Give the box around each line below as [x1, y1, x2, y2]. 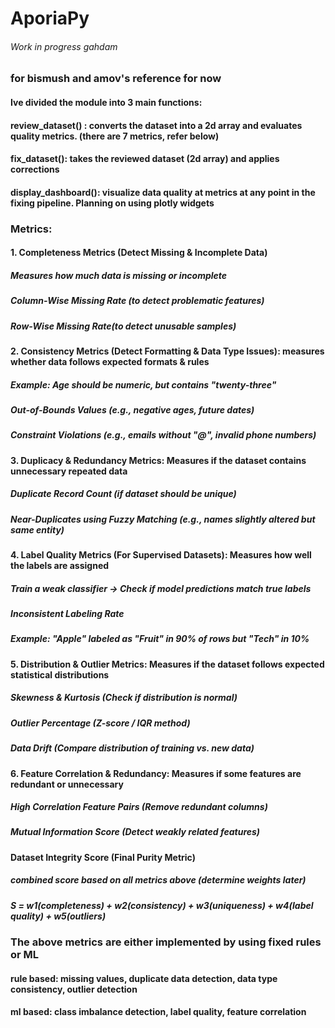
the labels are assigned [10, 560, 110, 572]
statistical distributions [10, 668, 110, 681]
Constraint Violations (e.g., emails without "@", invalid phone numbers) [10, 429, 317, 441]
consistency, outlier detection [10, 983, 138, 995]
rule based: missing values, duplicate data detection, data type [10, 972, 278, 984]
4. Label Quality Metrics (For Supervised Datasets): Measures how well [10, 549, 312, 561]
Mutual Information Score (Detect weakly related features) [10, 826, 261, 838]
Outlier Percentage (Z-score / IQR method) [10, 717, 191, 729]
